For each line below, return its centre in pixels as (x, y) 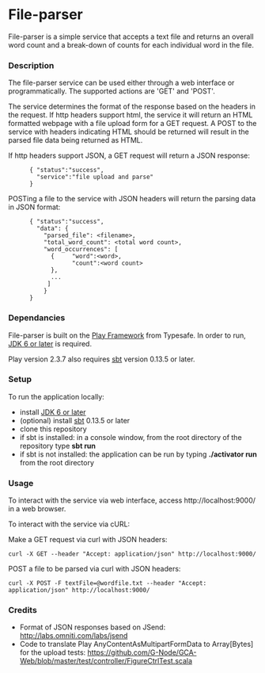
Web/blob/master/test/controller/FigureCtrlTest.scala (106, 661)
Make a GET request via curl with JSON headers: (88, 540)
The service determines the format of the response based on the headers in (132, 107)
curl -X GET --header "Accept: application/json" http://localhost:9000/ (132, 554)
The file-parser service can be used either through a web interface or (121, 83)
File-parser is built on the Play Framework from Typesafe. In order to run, (127, 335)
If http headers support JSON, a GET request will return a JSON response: (129, 155)
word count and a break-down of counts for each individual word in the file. (131, 44)
